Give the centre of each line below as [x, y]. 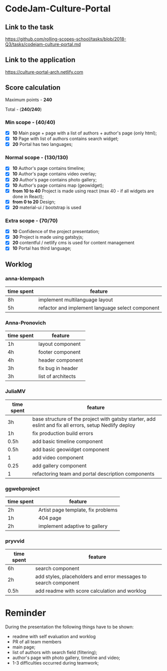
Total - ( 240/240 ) [24, 109]
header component [61, 360]
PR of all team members [37, 642]
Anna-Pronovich [26, 323]
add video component [58, 457]
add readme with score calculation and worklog [91, 591]
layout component [60, 344]
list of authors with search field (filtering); [55, 653]
